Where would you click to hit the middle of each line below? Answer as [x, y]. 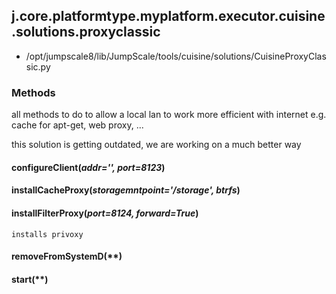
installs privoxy [47, 234]
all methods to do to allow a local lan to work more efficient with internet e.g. [169, 115]
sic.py [38, 66]
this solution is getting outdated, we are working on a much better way [156, 145]
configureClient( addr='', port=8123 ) [88, 167]
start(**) [30, 279]
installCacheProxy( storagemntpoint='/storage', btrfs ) [126, 190]
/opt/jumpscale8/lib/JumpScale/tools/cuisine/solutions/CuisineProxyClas [176, 56]
